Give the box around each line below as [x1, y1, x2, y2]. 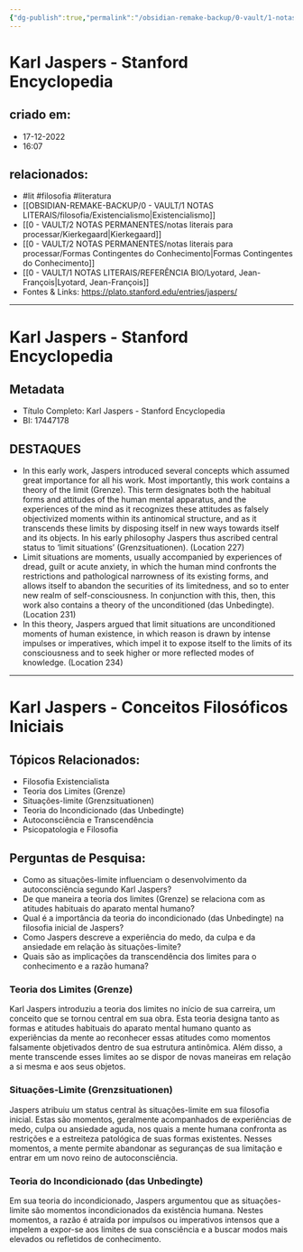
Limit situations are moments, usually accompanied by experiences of [22, 552, 282, 562]
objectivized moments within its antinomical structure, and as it [22, 514, 257, 524]
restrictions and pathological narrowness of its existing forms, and [22, 570, 269, 582]
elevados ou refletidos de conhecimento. [9, 1233, 161, 1244]
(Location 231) [22, 609, 77, 620]
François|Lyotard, [22, 277, 87, 288]
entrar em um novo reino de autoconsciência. [9, 1152, 179, 1163]
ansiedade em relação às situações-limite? [22, 941, 182, 952]
